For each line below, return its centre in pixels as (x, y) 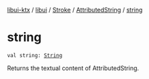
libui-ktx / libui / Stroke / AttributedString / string (75, 10)
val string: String (35, 55)
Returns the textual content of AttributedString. (73, 68)
